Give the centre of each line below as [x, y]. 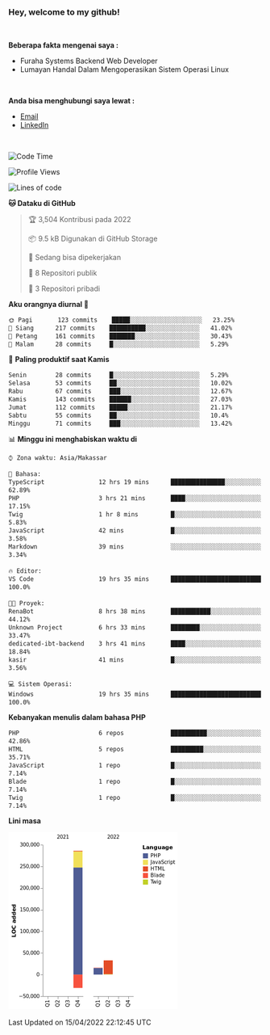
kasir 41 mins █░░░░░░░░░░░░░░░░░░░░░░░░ [135, 660]
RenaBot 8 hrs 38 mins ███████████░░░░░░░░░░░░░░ [135, 612]
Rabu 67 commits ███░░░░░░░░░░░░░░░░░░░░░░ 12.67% [120, 391]
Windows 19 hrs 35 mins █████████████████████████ [135, 694]
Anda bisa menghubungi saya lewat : [72, 101]
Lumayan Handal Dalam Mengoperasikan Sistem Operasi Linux [125, 69]
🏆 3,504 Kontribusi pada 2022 [79, 220]
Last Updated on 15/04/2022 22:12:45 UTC [80, 1022]
